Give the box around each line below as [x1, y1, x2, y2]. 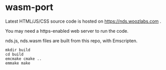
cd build [5, 52, 24, 57]
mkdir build [5, 47, 30, 52]
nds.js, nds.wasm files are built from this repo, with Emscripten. [5, 37, 138, 44]
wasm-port [5, 2, 54, 13]
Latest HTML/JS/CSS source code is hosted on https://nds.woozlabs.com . [5, 18, 161, 24]
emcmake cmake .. [5, 56, 42, 61]
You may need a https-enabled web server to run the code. [5, 28, 129, 34]
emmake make [5, 60, 30, 65]
